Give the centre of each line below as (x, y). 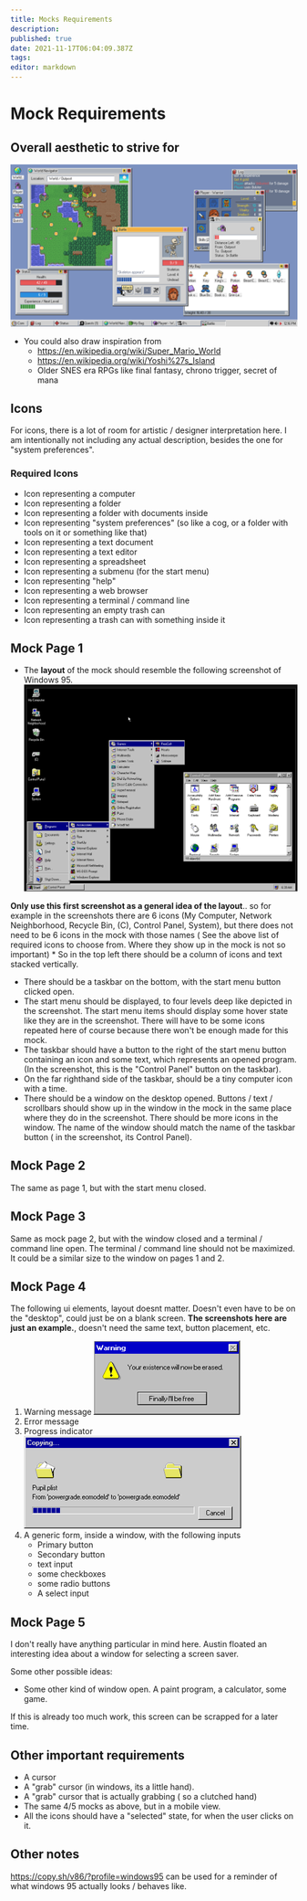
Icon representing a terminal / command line (107, 600)
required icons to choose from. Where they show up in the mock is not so (148, 945)
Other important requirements (97, 1755)
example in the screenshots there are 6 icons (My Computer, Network (141, 915)
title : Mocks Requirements (61, 19)
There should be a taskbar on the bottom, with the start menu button (152, 981)
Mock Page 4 (48, 1287)
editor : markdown (43, 68)
